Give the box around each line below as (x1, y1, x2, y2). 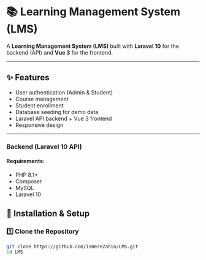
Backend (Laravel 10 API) (6, 142, 82, 151)
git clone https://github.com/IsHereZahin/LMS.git (6, 243, 139, 250)
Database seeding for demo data (15, 108, 99, 115)
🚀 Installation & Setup (6, 208, 90, 219)
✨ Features (6, 72, 50, 83)
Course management (15, 95, 69, 102)
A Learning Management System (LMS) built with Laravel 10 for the (6, 42, 180, 50)
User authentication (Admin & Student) (15, 88, 113, 96)
